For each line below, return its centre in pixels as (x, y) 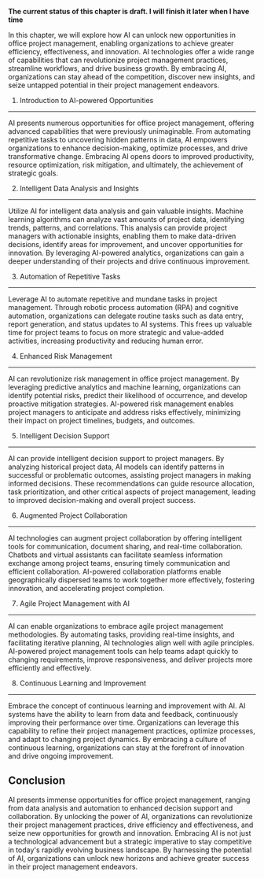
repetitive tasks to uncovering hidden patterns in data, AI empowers (118, 140)
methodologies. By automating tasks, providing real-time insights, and (121, 634)
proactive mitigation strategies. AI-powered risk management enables (121, 404)
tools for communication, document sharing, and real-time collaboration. (126, 547)
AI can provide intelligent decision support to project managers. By (116, 458)
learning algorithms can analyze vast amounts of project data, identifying (126, 219)
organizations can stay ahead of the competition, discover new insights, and (132, 77)
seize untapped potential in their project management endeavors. (114, 85)
